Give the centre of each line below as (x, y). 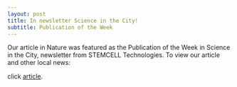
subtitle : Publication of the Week (60, 27)
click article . (25, 76)
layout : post (27, 14)
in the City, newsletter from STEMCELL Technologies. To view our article (114, 55)
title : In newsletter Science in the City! (73, 21)
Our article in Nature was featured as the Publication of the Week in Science (119, 48)
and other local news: (39, 63)
